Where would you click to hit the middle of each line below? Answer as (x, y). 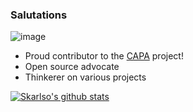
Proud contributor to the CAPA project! (104, 56)
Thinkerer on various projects (85, 77)
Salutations (39, 15)
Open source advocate (72, 67)
